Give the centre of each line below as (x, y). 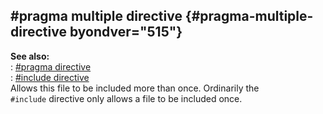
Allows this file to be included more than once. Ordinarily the (135, 88)
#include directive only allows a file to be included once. (126, 98)
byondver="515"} (126, 32)
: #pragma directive (51, 66)
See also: (30, 56)
